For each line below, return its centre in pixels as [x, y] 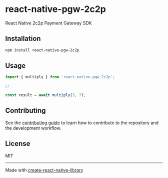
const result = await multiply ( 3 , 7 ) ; [45, 95]
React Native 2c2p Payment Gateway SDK [48, 23]
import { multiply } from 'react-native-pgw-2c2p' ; [60, 77]
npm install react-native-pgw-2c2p [42, 50]
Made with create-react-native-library [44, 170]
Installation [23, 39]
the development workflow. [33, 128]
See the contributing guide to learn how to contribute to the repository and [82, 123]
